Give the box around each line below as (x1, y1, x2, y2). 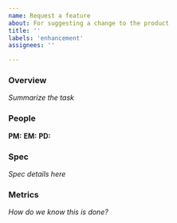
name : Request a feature (8, 11, 91, 20)
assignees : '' (8, 42, 56, 50)
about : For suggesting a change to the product (8, 19, 170, 27)
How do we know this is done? (8, 207, 109, 217)
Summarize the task (8, 93, 74, 102)
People (8, 113, 36, 124)
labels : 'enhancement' (8, 34, 84, 42)
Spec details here (8, 169, 66, 179)
